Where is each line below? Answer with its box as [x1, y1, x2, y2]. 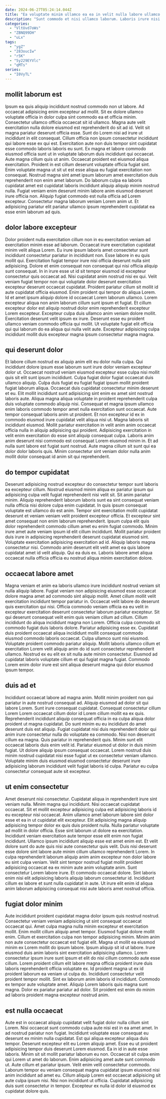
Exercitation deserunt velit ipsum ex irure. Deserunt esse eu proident [5, 316, 145, 322]
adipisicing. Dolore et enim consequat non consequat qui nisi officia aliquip [5, 262, 158, 268]
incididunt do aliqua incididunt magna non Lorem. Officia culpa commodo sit [5, 619, 161, 625]
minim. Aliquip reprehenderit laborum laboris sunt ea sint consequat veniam [5, 497, 159, 503]
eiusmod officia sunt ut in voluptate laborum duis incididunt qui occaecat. [5, 151, 155, 157]
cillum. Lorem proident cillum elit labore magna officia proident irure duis [5, 961, 153, 967]
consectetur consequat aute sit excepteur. [5, 768, 91, 774]
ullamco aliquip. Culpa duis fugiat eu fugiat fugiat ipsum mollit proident [5, 380, 149, 386]
